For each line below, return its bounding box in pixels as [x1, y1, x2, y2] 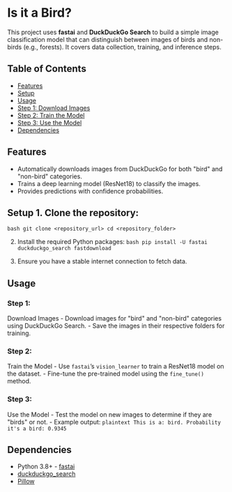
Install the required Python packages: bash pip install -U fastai [17, 238, 208, 246]
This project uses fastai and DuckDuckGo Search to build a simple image [7, 28, 219, 36]
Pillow [17, 477, 35, 486]
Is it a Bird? [7, 5, 72, 21]
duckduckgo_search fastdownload [17, 245, 111, 252]
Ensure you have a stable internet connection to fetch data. [17, 257, 187, 266]
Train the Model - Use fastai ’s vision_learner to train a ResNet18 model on [7, 362, 224, 371]
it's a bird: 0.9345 [7, 425, 68, 432]
